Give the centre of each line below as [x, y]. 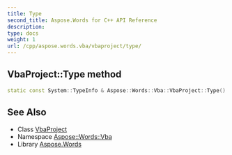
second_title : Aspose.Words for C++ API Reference [82, 20]
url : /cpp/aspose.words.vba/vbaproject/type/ [74, 46]
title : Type [24, 14]
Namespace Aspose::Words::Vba [65, 136]
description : [26, 27]
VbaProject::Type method [64, 74]
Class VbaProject [42, 129]
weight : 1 [22, 40]
